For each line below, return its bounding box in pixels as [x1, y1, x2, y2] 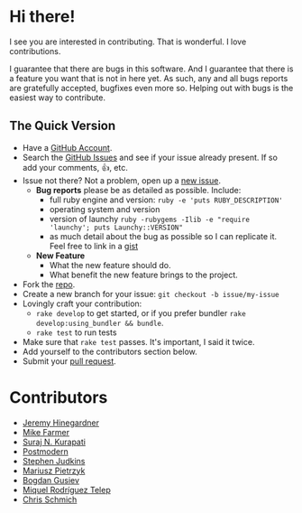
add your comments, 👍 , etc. [22, 162, 128, 173]
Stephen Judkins [22, 455, 86, 466]
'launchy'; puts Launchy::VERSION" [49, 223, 183, 232]
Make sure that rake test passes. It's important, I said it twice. [22, 336, 255, 347]
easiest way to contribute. [9, 92, 106, 103]
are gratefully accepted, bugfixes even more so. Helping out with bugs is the [9, 82, 294, 93]
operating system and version [49, 203, 160, 214]
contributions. [9, 45, 61, 56]
